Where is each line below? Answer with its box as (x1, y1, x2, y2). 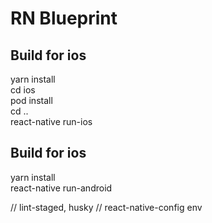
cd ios (10, 84, 36, 96)
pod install (10, 95, 53, 106)
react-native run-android (10, 182, 113, 194)
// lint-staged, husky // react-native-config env (10, 201, 203, 213)
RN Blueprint (10, 7, 118, 30)
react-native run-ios (10, 116, 93, 127)
